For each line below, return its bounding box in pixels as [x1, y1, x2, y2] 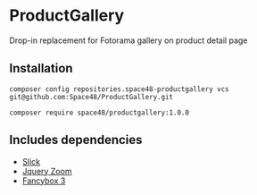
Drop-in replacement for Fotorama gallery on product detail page [9, 35, 248, 46]
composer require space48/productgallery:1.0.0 [9, 108, 190, 117]
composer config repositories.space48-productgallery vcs [9, 84, 229, 94]
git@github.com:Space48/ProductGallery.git [9, 92, 174, 101]
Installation [9, 61, 73, 76]
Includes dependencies [9, 132, 143, 148]
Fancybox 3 [21, 175, 66, 186]
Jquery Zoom [21, 165, 72, 176]
